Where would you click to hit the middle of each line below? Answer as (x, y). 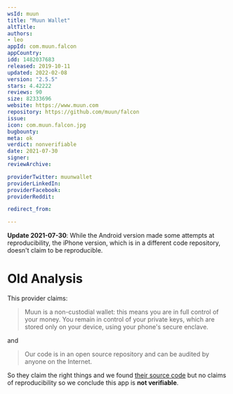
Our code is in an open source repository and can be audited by (116, 354)
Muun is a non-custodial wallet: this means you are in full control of (121, 312)
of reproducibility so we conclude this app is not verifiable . (93, 383)
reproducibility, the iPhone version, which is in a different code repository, (114, 243)
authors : (20, 33)
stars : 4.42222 (29, 86)
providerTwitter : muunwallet (50, 177)
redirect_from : (29, 209)
